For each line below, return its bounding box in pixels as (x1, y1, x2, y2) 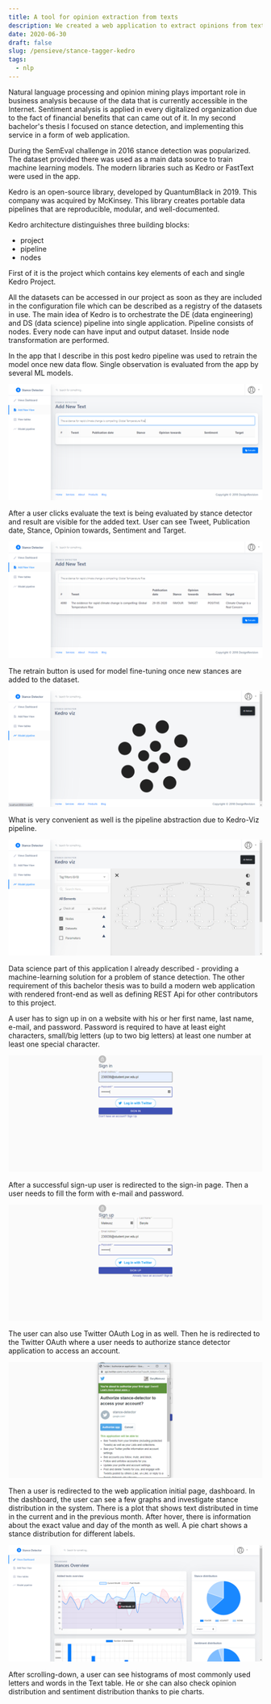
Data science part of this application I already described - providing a (8, 964, 240, 974)
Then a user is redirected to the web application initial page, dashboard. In (8, 1486, 256, 1496)
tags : (8, 56, 27, 64)
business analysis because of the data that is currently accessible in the (8, 95, 248, 105)
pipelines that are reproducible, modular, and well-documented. (8, 204, 220, 214)
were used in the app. (8, 171, 81, 181)
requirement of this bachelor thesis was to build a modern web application (8, 981, 256, 991)
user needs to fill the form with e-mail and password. (8, 1188, 184, 1198)
